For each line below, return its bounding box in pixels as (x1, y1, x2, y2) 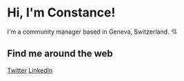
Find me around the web (7, 48, 114, 60)
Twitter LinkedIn (7, 66, 53, 74)
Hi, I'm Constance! (7, 5, 116, 21)
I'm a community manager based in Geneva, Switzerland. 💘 (7, 27, 178, 36)
